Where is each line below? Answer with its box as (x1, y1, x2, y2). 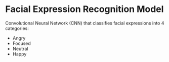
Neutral (12, 45, 28, 51)
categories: (5, 25, 29, 31)
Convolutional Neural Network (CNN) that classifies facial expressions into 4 (5, 20, 164, 26)
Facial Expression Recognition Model (5, 3, 164, 15)
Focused (12, 40, 31, 46)
